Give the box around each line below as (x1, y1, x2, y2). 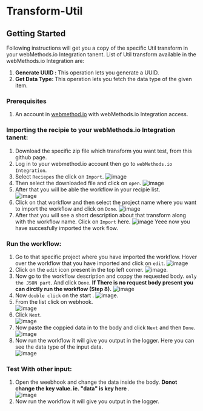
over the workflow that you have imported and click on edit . (15, 259, 165, 267)
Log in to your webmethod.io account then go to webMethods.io (15, 160, 173, 167)
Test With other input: (6, 364, 73, 373)
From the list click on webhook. (15, 298, 93, 305)
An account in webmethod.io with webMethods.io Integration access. (15, 111, 188, 118)
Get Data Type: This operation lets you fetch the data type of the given (15, 76, 192, 82)
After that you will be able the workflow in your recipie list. (15, 186, 161, 193)
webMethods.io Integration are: (6, 58, 85, 64)
